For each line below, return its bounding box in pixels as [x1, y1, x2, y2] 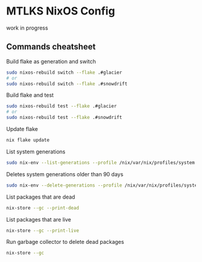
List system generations [6, 148, 66, 155]
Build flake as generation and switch [6, 57, 96, 65]
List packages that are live [6, 216, 72, 223]
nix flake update [6, 137, 50, 143]
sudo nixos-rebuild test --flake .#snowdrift [6, 115, 122, 121]
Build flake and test [6, 92, 54, 99]
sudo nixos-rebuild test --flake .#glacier [6, 103, 117, 109]
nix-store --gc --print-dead [6, 205, 79, 211]
